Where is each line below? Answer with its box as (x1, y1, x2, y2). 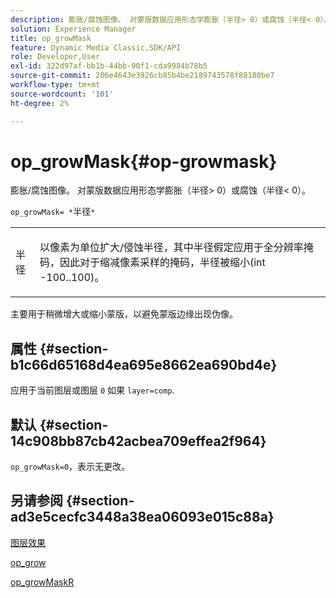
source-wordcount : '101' (10, 89, 114, 99)
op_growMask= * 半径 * (10, 206, 96, 218)
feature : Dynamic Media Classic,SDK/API (10, 42, 182, 53)
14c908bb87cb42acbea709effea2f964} (10, 432, 267, 450)
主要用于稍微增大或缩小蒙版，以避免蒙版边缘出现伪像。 (10, 308, 238, 320)
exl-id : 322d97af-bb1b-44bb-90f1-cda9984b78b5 (10, 61, 208, 71)
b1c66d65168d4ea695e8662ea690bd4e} (10, 356, 278, 373)
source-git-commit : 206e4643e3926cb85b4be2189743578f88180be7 (10, 71, 275, 81)
